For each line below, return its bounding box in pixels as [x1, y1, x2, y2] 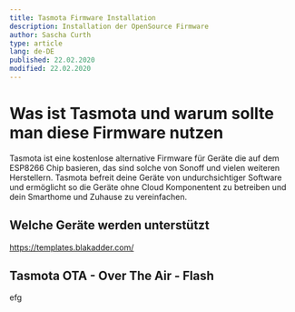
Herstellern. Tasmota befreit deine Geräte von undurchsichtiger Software [9, 172, 282, 183]
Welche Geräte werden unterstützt [9, 217, 211, 233]
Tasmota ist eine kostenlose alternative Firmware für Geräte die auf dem [9, 152, 280, 164]
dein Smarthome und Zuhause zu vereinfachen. [9, 191, 188, 202]
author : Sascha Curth [9, 30, 92, 39]
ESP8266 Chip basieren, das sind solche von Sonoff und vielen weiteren [9, 162, 280, 173]
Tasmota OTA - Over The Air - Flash [9, 268, 215, 284]
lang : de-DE [9, 47, 54, 56]
